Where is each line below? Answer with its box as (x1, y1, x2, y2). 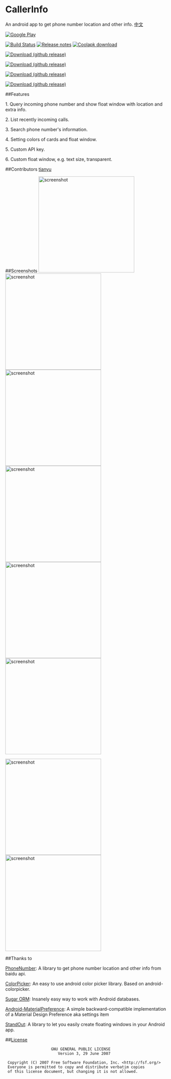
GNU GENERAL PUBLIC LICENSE (51, 1046, 111, 1052)
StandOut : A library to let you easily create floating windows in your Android (5, 1021, 165, 1027)
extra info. (5, 106, 27, 112)
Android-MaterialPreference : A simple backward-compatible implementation (5, 1006, 166, 1012)
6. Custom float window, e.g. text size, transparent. (5, 156, 112, 162)
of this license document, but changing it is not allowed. (7, 1069, 138, 1074)
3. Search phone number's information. (5, 126, 88, 132)
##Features (5, 91, 30, 97)
